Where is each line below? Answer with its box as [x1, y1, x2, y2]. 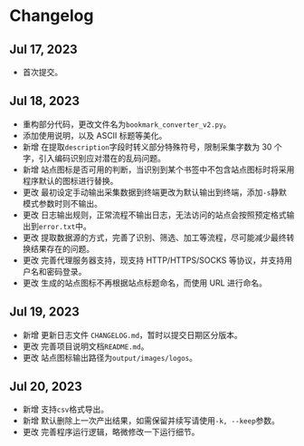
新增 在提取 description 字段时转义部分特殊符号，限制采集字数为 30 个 [22, 141, 282, 152]
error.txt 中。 [38, 220, 92, 231]
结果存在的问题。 [30, 243, 95, 254]
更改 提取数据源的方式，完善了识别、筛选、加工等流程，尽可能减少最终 [22, 232, 287, 243]
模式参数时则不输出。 [22, 198, 102, 208]
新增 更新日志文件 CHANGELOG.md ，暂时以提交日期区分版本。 [22, 329, 242, 340]
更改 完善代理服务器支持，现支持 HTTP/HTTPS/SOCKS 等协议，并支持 [22, 255, 285, 266]
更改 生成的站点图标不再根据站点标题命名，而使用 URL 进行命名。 [22, 277, 267, 288]
